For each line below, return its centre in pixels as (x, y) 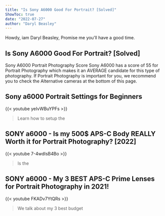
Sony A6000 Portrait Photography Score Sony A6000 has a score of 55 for (82, 66)
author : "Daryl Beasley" (31, 24)
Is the (23, 163)
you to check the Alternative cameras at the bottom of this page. (71, 81)
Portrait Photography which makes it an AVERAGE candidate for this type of (82, 71)
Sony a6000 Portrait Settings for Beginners (74, 97)
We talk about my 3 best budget (50, 208)
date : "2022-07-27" (25, 19)
